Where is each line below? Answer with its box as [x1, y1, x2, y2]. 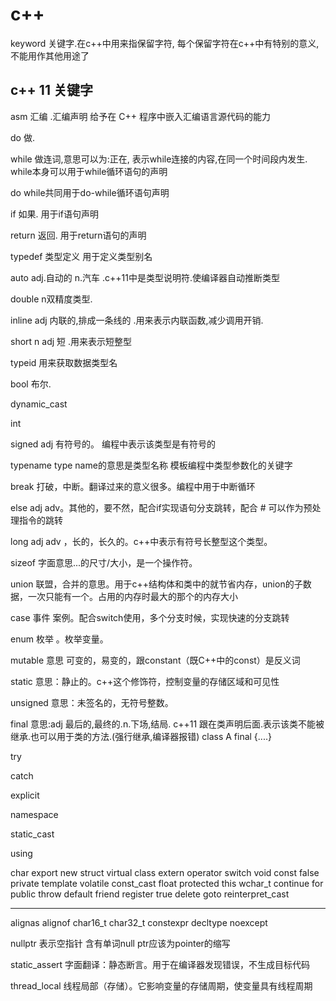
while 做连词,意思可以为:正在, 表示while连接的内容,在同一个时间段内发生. [10, 153, 308, 165]
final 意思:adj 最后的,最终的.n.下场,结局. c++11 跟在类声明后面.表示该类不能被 [10, 718, 325, 730]
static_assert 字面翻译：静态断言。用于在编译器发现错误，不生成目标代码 [10, 958, 311, 970]
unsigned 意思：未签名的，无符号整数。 [10, 696, 174, 708]
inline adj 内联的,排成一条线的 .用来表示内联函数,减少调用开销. [10, 314, 264, 326]
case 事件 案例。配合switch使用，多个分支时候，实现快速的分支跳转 [10, 611, 290, 623]
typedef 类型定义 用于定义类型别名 [10, 250, 153, 262]
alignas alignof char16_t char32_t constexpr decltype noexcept [10, 916, 268, 928]
